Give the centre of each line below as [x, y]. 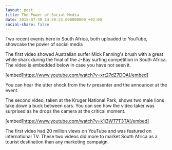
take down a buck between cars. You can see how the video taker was [80, 106]
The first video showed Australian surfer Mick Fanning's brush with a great [84, 54]
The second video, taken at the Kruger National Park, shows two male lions [85, 100]
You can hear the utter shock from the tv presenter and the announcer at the [86, 85]
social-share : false [27, 24]
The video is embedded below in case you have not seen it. [68, 65]
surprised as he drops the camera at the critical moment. [65, 111]
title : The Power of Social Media [42, 15]
